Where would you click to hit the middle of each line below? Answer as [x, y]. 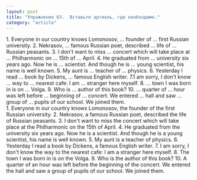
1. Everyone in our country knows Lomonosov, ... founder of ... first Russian [98, 40]
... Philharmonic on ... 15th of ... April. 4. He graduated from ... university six [98, 58]
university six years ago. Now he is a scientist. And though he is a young [94, 133]
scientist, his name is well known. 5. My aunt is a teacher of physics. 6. [92, 140]
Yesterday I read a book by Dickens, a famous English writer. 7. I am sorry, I [98, 146]
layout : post [22, 12]
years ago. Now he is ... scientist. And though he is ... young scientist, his [95, 64]
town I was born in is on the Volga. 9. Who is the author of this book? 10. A [97, 158]
